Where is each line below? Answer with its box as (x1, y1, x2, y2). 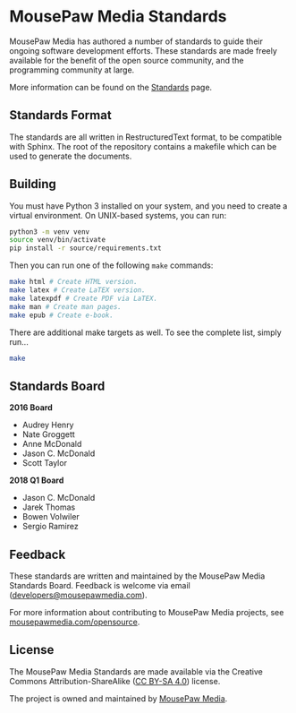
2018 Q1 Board (9, 475, 64, 485)
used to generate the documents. (9, 150, 132, 161)
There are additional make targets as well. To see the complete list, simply (9, 327, 282, 338)
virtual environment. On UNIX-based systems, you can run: (9, 210, 227, 220)
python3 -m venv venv (9, 227, 90, 236)
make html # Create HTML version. (9, 278, 139, 287)
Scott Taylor (21, 458, 67, 468)
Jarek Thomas (21, 502, 76, 512)
